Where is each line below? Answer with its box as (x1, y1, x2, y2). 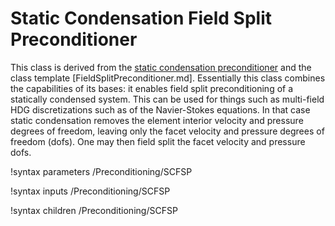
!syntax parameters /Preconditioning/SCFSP (10, 165, 193, 177)
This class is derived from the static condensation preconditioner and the (10, 61, 312, 73)
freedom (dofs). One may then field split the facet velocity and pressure (10, 135, 306, 147)
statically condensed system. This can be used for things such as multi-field (10, 93, 325, 105)
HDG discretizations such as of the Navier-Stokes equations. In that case (10, 103, 311, 116)
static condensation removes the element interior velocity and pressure (10, 114, 304, 126)
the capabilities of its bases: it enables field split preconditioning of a (10, 82, 294, 94)
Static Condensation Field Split (10, 7, 273, 30)
